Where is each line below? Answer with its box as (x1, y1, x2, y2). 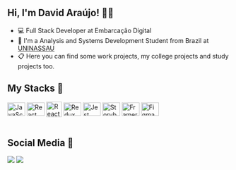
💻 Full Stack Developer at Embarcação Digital (17, 26, 152, 35)
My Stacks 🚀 (7, 83, 64, 95)
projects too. (17, 61, 55, 71)
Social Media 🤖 (7, 137, 74, 149)
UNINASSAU (17, 44, 55, 52)
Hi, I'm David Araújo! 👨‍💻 (7, 7, 114, 19)
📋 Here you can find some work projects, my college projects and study (17, 51, 229, 60)
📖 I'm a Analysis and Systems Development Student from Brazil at (17, 36, 209, 44)
